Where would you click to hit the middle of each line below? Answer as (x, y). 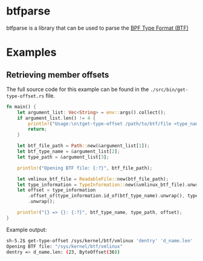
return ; (37, 129)
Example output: (27, 230)
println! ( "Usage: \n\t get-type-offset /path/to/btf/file (100, 124)
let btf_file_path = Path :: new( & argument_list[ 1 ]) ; (83, 146)
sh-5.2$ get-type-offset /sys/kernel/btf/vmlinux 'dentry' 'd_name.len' (100, 240)
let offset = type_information (56, 190)
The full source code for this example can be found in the (78, 89)
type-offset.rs (25, 96)
